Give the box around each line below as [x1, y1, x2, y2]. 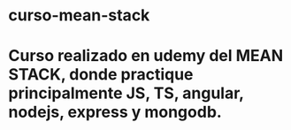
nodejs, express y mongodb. [8, 103, 222, 122]
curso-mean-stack [8, 5, 150, 26]
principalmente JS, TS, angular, [8, 83, 244, 103]
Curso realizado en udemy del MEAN [8, 46, 284, 66]
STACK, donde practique [8, 65, 194, 85]
